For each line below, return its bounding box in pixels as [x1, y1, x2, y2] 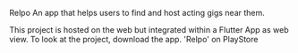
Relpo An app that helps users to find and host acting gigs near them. [9, 8, 266, 18]
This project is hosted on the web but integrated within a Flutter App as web [9, 25, 289, 34]
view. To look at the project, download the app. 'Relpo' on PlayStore [9, 34, 259, 44]
